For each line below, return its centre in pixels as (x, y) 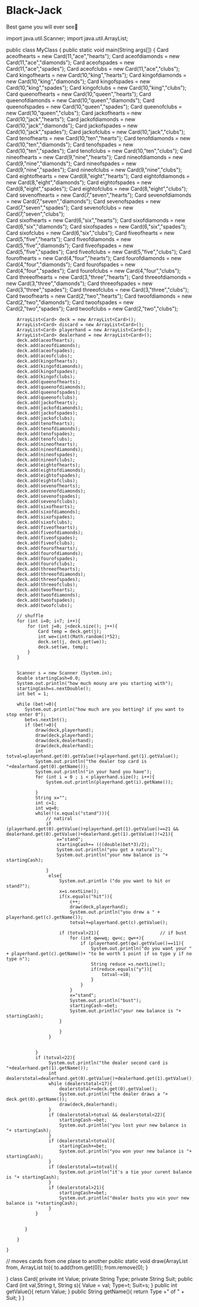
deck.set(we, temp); (63, 647)
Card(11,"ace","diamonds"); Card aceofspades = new (70, 62)
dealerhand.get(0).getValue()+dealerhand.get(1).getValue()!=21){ (90, 834)
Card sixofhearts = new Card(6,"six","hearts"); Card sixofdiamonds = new (96, 220)
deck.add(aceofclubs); (45, 356)
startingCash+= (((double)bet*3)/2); (103, 844)
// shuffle (30, 615)
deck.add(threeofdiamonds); (51, 574)
